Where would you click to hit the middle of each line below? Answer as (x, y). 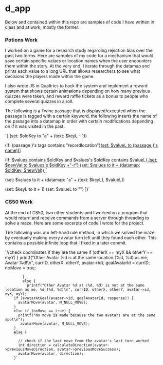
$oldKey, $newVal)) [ (26, 170)
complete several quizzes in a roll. (39, 101)
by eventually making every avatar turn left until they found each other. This (81, 238)
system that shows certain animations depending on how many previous (78, 91)
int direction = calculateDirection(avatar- (64, 345)
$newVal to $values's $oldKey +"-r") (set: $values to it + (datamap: (72, 165)
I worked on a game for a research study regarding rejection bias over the (79, 51)
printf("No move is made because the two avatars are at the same (87, 315)
